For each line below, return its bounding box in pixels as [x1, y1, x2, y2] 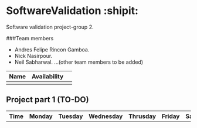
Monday [29, 112, 53, 120]
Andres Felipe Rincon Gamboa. [14, 46, 90, 53]
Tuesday [58, 112, 83, 120]
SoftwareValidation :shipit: [6, 4, 139, 18]
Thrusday [128, 112, 157, 120]
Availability [31, 72, 64, 80]
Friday [161, 112, 180, 120]
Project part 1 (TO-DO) [6, 95, 89, 105]
